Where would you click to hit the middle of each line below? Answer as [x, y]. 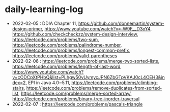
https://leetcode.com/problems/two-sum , [55, 40]
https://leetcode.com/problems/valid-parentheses [65, 55]
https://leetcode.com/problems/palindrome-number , [67, 45]
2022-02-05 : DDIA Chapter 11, [45, 23]
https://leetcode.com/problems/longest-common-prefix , [71, 50]
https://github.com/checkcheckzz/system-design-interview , [75, 34]
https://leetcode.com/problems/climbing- [115, 83]
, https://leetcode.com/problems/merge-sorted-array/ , [75, 93]
